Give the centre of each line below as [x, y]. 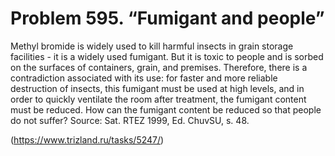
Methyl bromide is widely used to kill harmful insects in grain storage [152, 46]
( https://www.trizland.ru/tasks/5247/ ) [87, 139]
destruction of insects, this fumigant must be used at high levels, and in [157, 88]
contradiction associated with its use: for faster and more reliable [144, 78]
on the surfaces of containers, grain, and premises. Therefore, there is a [159, 67]
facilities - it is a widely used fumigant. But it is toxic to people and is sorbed [167, 56]
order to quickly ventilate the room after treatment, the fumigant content [158, 99]
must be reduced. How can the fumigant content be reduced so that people [166, 109]
